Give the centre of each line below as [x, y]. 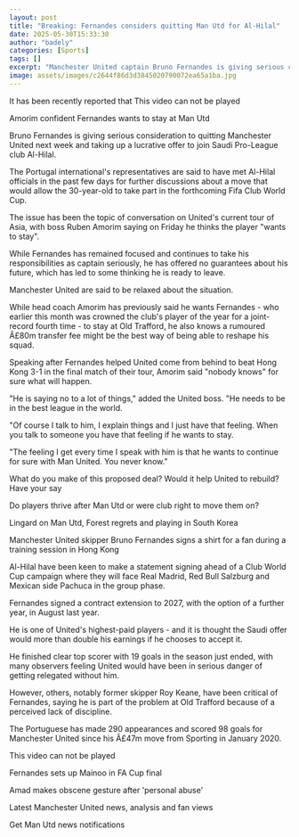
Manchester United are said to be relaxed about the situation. [121, 290]
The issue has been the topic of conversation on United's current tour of [142, 217]
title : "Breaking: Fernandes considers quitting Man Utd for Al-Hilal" [145, 26]
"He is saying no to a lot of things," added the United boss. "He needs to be [148, 398]
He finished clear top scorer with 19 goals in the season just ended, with [141, 656]
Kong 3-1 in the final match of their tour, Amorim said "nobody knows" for [144, 372]
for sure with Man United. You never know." [89, 461]
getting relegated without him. [65, 675]
